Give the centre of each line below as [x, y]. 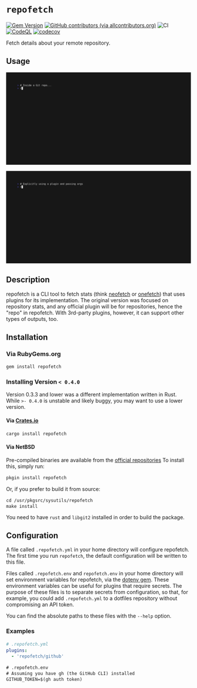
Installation [27, 337]
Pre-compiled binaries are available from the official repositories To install [95, 460]
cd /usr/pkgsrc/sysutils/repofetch [50, 500]
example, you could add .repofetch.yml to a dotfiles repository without [92, 598]
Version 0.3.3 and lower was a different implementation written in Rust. [91, 395]
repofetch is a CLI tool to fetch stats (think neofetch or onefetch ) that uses [96, 294]
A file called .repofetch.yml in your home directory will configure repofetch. [98, 550]
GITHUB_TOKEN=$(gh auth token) [44, 680]
